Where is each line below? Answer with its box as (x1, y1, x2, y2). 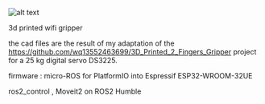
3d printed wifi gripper (8, 23, 83, 32)
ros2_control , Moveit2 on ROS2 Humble (8, 86, 142, 96)
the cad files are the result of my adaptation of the (8, 38, 175, 48)
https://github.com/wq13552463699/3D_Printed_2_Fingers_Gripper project (8, 47, 257, 56)
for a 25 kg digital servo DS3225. (8, 56, 118, 65)
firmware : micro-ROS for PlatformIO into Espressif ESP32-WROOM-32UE (8, 71, 253, 80)
